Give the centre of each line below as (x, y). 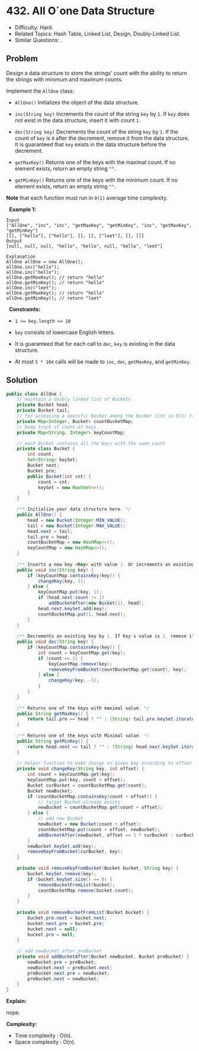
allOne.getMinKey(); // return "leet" (54, 298)
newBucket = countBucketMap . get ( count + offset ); (100, 807)
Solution (22, 381)
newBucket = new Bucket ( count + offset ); (90, 824)
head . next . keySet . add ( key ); (73, 608)
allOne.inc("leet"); (32, 288)
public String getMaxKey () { (53, 714)
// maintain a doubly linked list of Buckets (74, 399)
